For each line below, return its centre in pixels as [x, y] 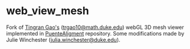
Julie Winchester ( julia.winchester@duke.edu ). [63, 40]
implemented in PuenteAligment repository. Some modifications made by [95, 33]
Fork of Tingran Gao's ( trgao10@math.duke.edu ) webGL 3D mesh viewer [95, 27]
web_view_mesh [47, 11]
